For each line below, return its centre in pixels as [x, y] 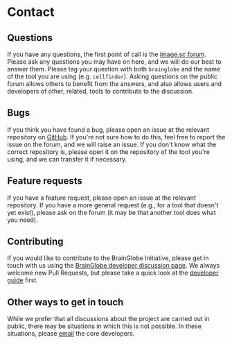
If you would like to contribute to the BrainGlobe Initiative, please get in [108, 258]
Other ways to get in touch [65, 302]
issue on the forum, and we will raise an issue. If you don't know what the [112, 144]
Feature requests [45, 181]
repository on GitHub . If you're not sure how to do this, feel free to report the [116, 137]
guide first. [23, 280]
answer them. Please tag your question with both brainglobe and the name [114, 69]
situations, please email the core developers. [71, 334]
